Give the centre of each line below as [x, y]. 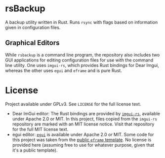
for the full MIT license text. [40, 129]
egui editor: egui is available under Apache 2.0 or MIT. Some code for [83, 134]
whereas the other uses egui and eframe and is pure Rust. [63, 70]
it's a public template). [35, 150]
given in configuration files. [33, 27]
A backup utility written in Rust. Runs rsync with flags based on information [82, 22]
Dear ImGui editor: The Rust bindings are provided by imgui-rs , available [86, 113]
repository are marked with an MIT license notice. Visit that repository [83, 124]
